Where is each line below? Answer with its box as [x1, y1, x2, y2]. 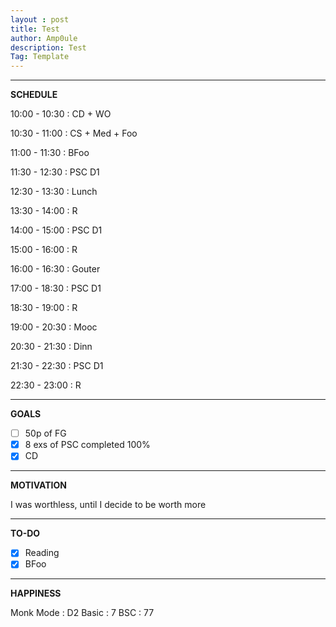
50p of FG [24, 427, 67, 440]
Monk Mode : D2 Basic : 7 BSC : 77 [10, 607, 155, 619]
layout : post [10, 14, 70, 25]
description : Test [10, 42, 87, 53]
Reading [24, 547, 60, 559]
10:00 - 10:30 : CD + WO [10, 108, 112, 120]
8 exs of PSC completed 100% [24, 439, 151, 451]
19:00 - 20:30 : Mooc [10, 321, 98, 333]
